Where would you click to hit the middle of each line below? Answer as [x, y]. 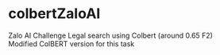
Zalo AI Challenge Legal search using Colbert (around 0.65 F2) [110, 35]
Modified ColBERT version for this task [71, 43]
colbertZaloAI [54, 14]
